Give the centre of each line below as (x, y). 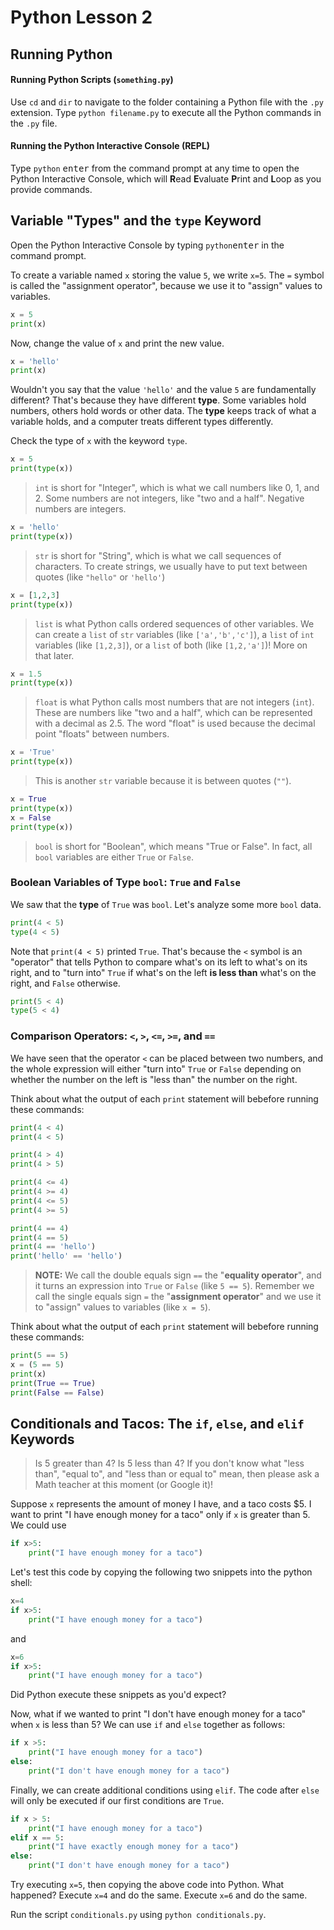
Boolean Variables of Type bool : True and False (125, 883)
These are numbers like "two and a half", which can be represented (173, 713)
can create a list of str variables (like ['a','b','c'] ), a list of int (174, 634)
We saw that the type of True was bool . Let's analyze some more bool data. (166, 904)
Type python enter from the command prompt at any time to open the (155, 168)
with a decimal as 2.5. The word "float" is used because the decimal (175, 723)
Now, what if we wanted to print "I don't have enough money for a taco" (158, 1714)
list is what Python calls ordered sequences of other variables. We (174, 623)
